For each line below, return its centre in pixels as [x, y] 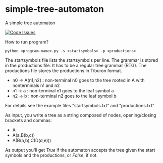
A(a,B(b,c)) [24, 135]
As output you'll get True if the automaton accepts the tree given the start [80, 150]
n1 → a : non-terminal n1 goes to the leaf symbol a [63, 90]
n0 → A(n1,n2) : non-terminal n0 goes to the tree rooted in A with [78, 80]
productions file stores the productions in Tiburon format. [64, 71]
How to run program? [27, 42]
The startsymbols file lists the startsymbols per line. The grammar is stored [82, 60]
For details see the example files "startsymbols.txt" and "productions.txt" [80, 105]
